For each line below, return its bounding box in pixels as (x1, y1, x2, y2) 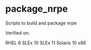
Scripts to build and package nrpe (5, 20, 77, 26)
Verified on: (5, 30, 30, 36)
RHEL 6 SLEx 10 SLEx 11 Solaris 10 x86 (5, 39, 86, 46)
